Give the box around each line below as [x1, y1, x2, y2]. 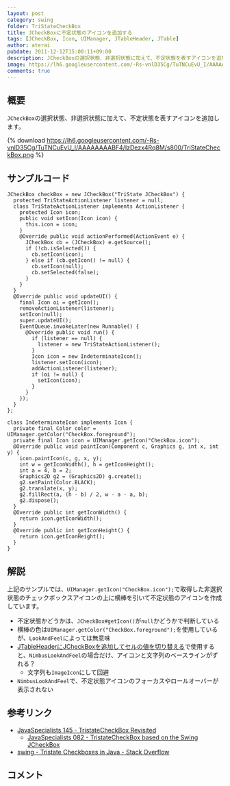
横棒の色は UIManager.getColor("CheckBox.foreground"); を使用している [16, 625, 218, 633]
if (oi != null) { [31, 371, 84, 378]
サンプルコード [7, 172, 70, 184]
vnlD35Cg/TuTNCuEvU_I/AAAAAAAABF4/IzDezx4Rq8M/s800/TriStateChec [7, 143, 220, 152]
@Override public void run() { [25, 329, 115, 336]
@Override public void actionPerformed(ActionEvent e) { [19, 233, 186, 240]
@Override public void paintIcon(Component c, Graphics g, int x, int [13, 443, 219, 450]
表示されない [16, 685, 53, 693]
